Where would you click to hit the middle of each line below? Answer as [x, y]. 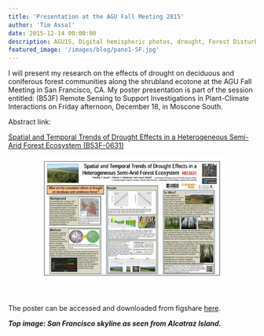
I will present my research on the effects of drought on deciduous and [121, 73]
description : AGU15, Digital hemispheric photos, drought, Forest [119, 42]
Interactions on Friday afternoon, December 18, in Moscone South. [115, 107]
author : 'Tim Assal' [42, 25]
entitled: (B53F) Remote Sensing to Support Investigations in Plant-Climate [129, 98]
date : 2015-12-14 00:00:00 [52, 33]
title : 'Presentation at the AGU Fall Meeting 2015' [96, 17]
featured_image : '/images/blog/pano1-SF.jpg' [84, 50]
